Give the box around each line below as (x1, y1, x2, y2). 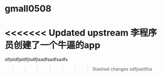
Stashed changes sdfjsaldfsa (92, 66, 152, 72)
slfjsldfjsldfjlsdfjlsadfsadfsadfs (5, 57, 68, 63)
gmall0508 (5, 3, 52, 14)
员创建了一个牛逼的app (5, 40, 101, 51)
